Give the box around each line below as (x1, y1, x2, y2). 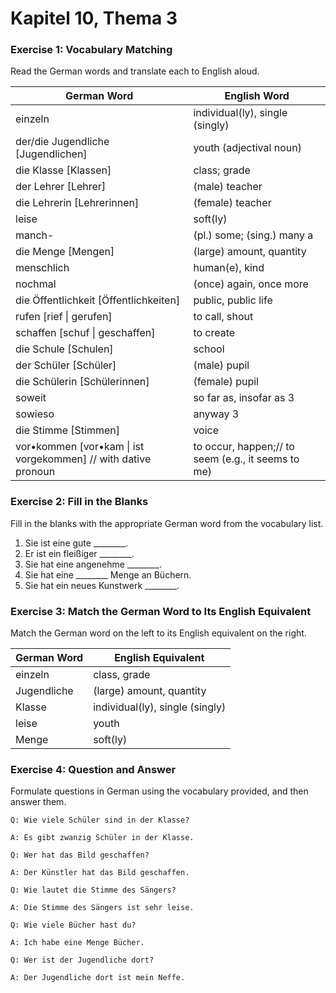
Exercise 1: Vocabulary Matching (10, 43, 173, 57)
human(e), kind (193, 261, 265, 275)
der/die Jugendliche (15, 135, 110, 149)
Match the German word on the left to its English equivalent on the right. (10, 627, 307, 639)
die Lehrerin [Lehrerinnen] (15, 196, 140, 210)
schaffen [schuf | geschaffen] (15, 326, 156, 340)
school (193, 342, 225, 356)
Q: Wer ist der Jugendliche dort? (10, 955, 155, 966)
